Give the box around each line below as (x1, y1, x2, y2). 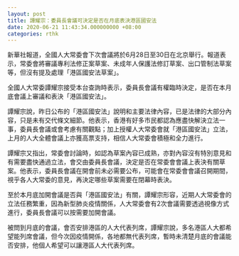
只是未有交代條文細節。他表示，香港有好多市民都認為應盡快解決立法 (19, 116, 219, 125)
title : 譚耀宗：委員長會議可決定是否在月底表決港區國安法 (7, 17, 157, 24)
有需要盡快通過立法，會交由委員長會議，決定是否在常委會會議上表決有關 (7, 157, 219, 167)
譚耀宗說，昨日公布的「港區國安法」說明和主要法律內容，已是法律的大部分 (7, 107, 225, 116)
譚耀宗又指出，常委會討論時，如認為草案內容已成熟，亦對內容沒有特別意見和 (7, 149, 232, 157)
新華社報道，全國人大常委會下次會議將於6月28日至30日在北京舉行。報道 (7, 50, 221, 59)
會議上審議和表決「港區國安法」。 (13, 92, 110, 101)
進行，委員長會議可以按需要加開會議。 (7, 208, 119, 217)
